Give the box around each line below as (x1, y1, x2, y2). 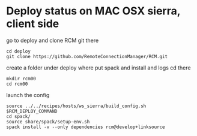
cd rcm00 (6, 81, 28, 87)
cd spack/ (6, 113, 31, 119)
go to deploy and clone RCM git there (6, 37, 99, 44)
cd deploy (6, 48, 31, 55)
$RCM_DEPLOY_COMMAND (6, 108, 58, 114)
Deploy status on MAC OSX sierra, (6, 4, 181, 18)
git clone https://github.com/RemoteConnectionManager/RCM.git (6, 53, 168, 59)
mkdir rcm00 (6, 75, 36, 81)
